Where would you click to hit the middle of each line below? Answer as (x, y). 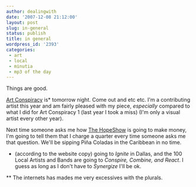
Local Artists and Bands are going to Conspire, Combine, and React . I (99, 160)
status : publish (26, 34)
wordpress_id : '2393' (33, 45)
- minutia (21, 66)
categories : (21, 50)
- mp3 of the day (30, 72)
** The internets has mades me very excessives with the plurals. (84, 178)
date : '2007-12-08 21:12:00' (42, 17)
